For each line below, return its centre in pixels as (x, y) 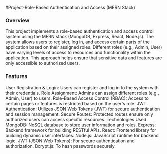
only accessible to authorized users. (43, 63)
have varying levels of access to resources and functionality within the (78, 53)
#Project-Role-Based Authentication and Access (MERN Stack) (70, 7)
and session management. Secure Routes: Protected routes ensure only (79, 114)
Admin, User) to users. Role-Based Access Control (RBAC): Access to (77, 98)
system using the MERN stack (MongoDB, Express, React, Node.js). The (80, 37)
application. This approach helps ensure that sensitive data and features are (84, 58)
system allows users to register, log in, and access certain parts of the (78, 42)
